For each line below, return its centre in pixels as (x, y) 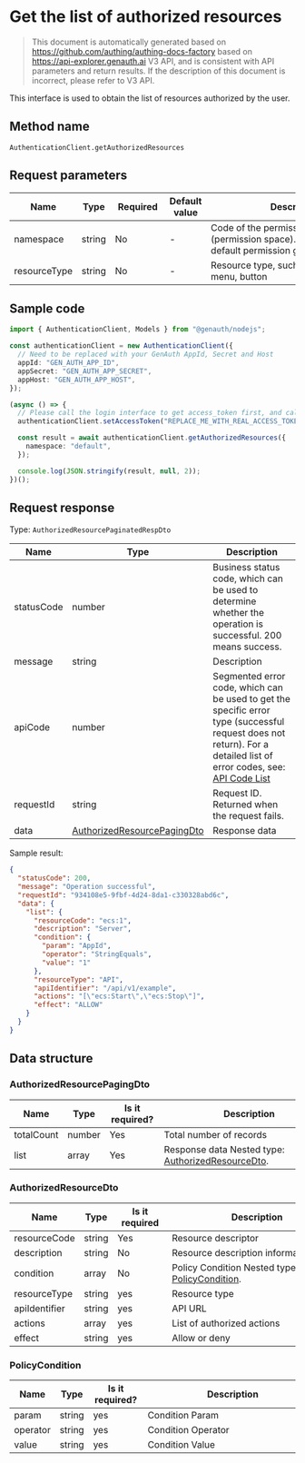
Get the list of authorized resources (146, 17)
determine (235, 601)
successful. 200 (247, 636)
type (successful (249, 722)
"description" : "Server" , (82, 929)
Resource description (217, 1252)
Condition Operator (188, 1430)
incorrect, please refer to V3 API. (93, 80)
